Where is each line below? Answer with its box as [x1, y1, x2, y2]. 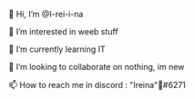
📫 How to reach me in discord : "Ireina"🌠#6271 [8, 80, 186, 90]
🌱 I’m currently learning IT [8, 44, 106, 54]
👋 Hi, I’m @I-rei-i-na [8, 9, 84, 19]
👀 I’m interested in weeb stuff [8, 26, 119, 36]
